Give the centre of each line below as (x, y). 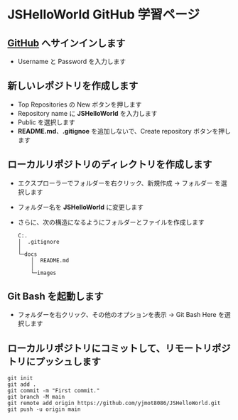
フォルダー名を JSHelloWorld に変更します (81, 207)
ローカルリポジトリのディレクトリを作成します (110, 165)
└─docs (27, 254)
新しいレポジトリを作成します (73, 86)
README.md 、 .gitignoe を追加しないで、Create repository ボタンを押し (124, 131)
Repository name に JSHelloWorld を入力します (87, 113)
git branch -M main (36, 397)
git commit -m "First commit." (54, 391)
